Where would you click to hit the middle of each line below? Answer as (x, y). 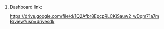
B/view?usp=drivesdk (32, 22)
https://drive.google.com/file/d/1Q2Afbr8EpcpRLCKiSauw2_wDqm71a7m (84, 16)
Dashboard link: (26, 7)
